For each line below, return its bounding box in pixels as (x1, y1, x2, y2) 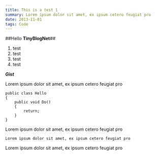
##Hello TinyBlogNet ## (5, 35, 56, 42)
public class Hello (5, 91, 47, 96)
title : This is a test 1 (5, 7, 58, 13)
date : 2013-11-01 (5, 17, 42, 22)
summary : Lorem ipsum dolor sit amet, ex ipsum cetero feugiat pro (5, 12, 151, 17)
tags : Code (5, 21, 28, 27)
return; (23, 108, 40, 114)
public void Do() (14, 100, 51, 105)
